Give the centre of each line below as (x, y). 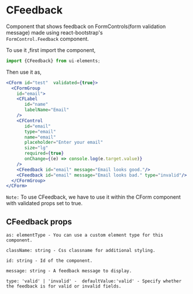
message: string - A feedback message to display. (69, 271)
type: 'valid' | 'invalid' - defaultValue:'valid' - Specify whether (94, 281)
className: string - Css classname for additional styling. (81, 251)
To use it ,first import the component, (51, 50)
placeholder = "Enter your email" (64, 143)
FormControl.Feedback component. (48, 39)
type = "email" (40, 132)
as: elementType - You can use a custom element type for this (85, 235)
